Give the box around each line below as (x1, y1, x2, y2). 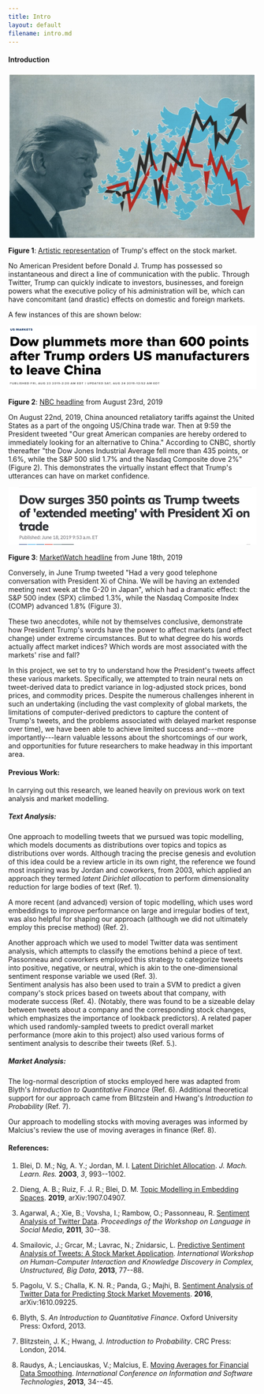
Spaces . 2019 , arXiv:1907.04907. (19, 1193, 126, 1202)
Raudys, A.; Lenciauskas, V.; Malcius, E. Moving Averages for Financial (19, 1360, 250, 1370)
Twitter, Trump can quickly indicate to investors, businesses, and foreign (8, 278, 244, 287)
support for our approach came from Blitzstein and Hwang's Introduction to (8, 1093, 254, 1103)
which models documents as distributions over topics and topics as (8, 840, 227, 849)
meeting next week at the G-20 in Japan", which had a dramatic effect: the (8, 585, 251, 594)
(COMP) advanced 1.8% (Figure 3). (8, 601, 122, 611)
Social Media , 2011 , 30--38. (19, 1224, 111, 1235)
